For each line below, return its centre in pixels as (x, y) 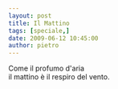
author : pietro (34, 46)
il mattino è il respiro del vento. (59, 77)
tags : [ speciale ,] (39, 30)
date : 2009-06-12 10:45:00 (53, 38)
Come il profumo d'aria (47, 68)
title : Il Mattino (39, 23)
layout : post (30, 16)
